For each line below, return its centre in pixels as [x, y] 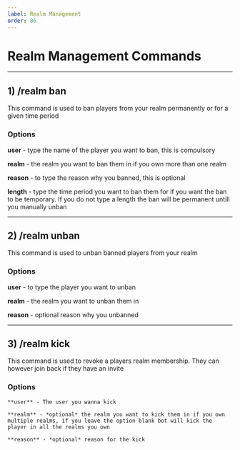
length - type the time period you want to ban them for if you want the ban [117, 191]
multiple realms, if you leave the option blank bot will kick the [110, 421]
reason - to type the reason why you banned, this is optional [96, 177]
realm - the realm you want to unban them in [73, 301]
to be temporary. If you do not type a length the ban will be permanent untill [119, 199]
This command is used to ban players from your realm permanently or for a [118, 109]
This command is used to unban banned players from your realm [102, 253]
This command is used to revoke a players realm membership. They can [113, 361]
